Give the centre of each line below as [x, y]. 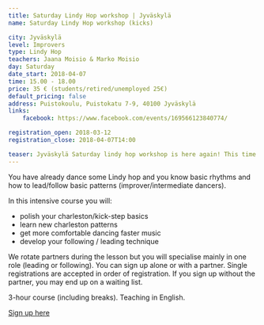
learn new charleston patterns [69, 224]
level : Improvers [37, 44]
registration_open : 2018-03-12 [60, 133]
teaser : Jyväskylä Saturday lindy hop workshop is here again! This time [132, 154]
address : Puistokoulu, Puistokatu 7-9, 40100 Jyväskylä [102, 104]
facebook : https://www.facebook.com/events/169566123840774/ [125, 119]
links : [19, 111]
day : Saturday [32, 67]
